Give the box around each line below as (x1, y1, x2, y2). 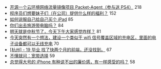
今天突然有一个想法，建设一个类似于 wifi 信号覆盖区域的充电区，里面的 (9, 34, 152, 40)
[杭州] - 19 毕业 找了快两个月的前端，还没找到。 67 (9, 47, 112, 52)
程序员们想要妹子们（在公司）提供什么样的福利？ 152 (9, 10, 117, 16)
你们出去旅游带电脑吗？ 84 (9, 22, 64, 28)
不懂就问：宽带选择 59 (9, 53, 55, 58)
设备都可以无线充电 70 (14, 41, 60, 46)
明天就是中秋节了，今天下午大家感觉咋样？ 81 (9, 29, 101, 34)
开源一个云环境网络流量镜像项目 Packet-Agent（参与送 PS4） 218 (9, 4, 142, 10)
